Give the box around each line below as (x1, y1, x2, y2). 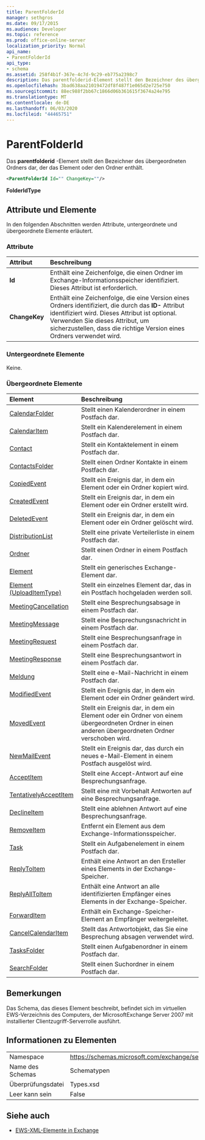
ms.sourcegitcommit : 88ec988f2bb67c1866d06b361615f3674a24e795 (6, 88, 171, 95)
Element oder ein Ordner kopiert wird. (81, 483, 189, 491)
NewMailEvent (9, 751, 51, 760)
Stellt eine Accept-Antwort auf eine (81, 769, 184, 777)
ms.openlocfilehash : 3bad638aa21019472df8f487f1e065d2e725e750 (6, 83, 171, 89)
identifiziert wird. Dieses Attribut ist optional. (49, 309, 177, 317)
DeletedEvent (9, 514, 48, 522)
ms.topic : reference (6, 32, 59, 38)
